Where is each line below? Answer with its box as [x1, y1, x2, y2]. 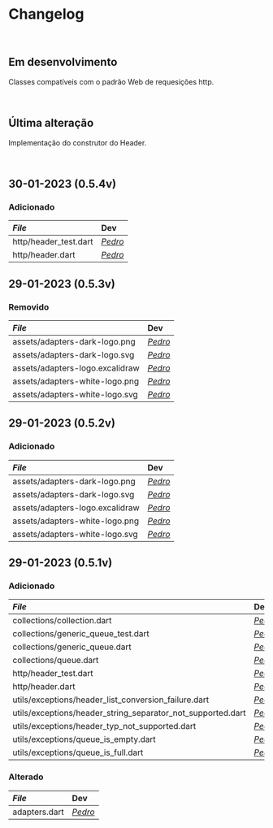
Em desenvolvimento [8, 55, 118, 69]
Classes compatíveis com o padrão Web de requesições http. [8, 76, 214, 86]
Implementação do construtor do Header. [8, 137, 147, 147]
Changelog [8, 5, 84, 24]
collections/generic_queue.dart [12, 641, 132, 652]
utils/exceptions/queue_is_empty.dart [12, 734, 156, 745]
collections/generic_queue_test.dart [12, 628, 150, 639]
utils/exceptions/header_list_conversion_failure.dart [12, 694, 210, 705]
